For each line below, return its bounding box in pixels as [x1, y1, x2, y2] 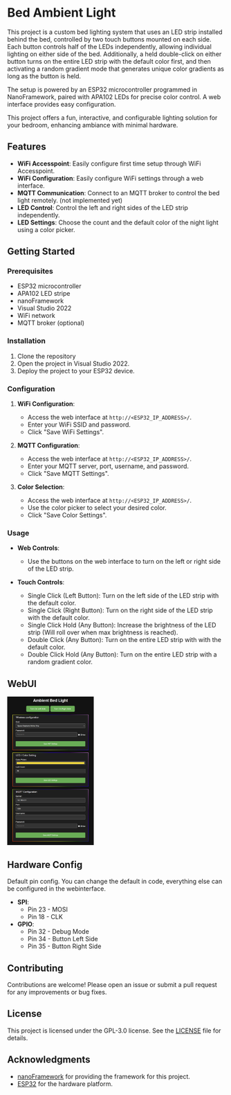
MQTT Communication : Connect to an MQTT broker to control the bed [17, 188, 220, 197]
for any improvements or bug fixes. [7, 988, 107, 997]
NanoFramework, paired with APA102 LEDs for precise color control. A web [7, 92, 221, 101]
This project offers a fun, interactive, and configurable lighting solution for [7, 113, 218, 122]
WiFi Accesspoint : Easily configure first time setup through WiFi [17, 159, 201, 168]
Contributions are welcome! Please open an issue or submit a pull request [7, 981, 218, 989]
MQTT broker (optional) [17, 319, 85, 327]
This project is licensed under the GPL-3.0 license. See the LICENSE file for [7, 1026, 221, 1035]
